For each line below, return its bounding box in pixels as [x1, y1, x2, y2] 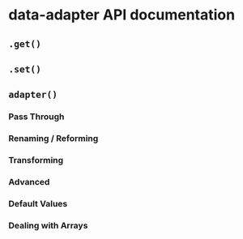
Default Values [8, 198, 68, 209]
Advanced [8, 177, 50, 188]
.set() [8, 63, 42, 75]
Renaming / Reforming [8, 133, 99, 144]
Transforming [8, 155, 64, 166]
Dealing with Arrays [8, 220, 88, 231]
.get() [8, 38, 42, 49]
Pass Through [8, 111, 65, 122]
